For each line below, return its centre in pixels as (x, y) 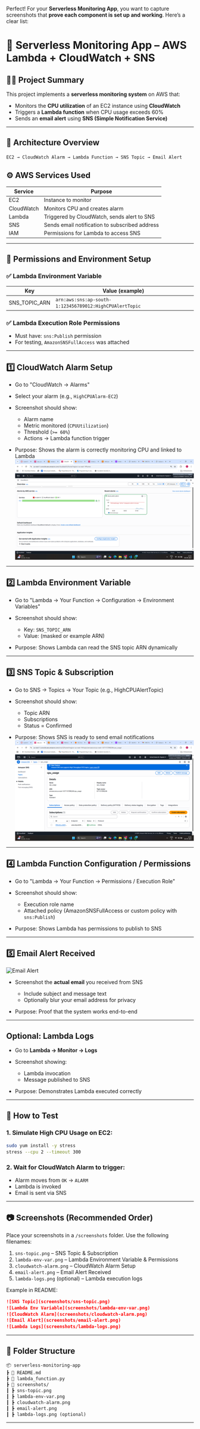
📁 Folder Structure (41, 1351)
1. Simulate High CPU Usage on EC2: (60, 1132)
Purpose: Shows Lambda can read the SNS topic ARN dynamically (96, 647)
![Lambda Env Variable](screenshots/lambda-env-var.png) (78, 1308)
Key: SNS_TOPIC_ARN (47, 629)
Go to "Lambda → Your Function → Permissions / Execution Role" (95, 881)
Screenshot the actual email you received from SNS (79, 982)
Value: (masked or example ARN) (64, 636)
